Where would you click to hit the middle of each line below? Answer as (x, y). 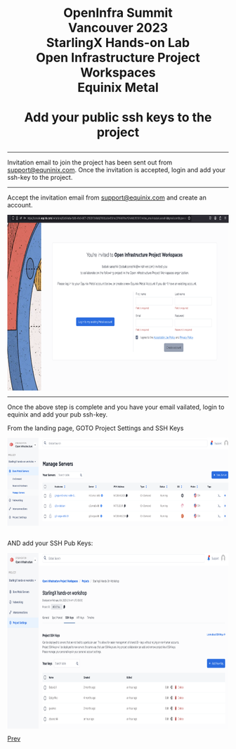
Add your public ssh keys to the (118, 118)
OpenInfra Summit (118, 13)
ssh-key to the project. (40, 178)
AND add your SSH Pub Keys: (50, 543)
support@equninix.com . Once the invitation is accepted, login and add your (117, 170)
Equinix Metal (118, 87)
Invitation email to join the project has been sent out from (90, 162)
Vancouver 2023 (118, 28)
